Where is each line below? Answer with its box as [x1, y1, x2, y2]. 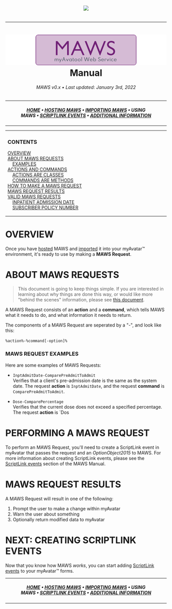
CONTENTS [7, 138, 37, 145]
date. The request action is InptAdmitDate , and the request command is [12, 383, 165, 389]
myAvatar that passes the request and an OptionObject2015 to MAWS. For [5, 449, 161, 455]
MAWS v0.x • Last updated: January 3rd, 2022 [36, 84, 136, 90]
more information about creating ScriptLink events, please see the [5, 455, 145, 461]
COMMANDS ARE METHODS [12, 177, 74, 183]
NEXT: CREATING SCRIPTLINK [5, 534, 137, 546]
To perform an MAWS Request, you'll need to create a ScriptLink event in [5, 444, 160, 450]
